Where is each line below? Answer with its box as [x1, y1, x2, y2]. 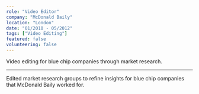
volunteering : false [6, 42, 57, 48]
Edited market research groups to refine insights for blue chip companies [6, 74, 185, 82]
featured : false [6, 36, 46, 42]
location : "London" [6, 20, 54, 25]
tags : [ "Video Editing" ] [6, 31, 68, 37]
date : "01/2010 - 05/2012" [6, 25, 73, 31]
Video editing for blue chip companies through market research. [6, 57, 163, 65]
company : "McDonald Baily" [6, 14, 73, 20]
